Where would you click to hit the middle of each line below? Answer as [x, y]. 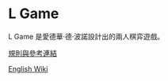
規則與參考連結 [32, 53]
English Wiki [28, 68]
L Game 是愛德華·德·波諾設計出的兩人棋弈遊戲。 [86, 36]
